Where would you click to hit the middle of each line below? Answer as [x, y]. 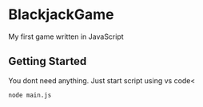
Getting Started [48, 61]
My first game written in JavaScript [66, 36]
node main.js [30, 95]
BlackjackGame [61, 15]
